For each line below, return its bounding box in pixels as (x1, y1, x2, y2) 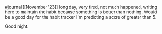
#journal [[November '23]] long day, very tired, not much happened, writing (5, 4, 158, 10)
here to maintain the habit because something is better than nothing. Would (5, 9, 157, 15)
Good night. (5, 23, 29, 29)
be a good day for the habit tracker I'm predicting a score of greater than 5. (5, 14, 157, 20)
